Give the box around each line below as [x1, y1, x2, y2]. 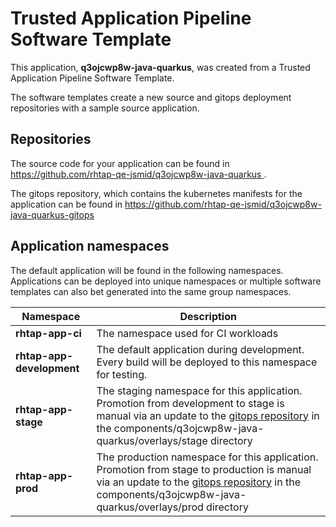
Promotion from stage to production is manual [96, 462, 312, 476]
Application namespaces [10, 238, 170, 255]
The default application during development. [96, 342, 305, 356]
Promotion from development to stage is [96, 396, 285, 410]
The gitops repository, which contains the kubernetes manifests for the [10, 187, 303, 199]
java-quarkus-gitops [10, 208, 95, 221]
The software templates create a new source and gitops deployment [10, 91, 292, 103]
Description [179, 309, 237, 323]
